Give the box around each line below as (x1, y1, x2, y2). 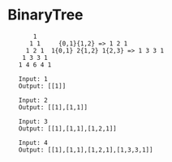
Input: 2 (18, 96, 48, 104)
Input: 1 (18, 75, 48, 83)
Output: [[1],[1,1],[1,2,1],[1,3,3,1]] (18, 146, 153, 154)
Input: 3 (18, 117, 48, 126)
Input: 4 (18, 139, 48, 147)
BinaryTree (7, 6, 84, 24)
